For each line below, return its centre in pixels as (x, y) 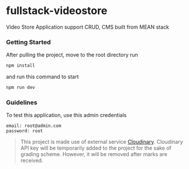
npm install (20, 65)
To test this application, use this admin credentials (66, 115)
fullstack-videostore (57, 11)
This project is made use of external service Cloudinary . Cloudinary (102, 142)
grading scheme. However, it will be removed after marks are (94, 154)
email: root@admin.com (34, 126)
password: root (25, 131)
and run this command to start (42, 77)
